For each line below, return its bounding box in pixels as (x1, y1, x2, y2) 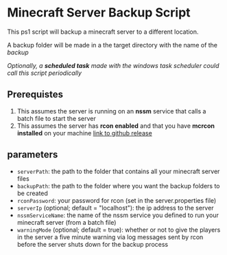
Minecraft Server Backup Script (7, 5, 191, 21)
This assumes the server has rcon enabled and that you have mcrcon (16, 122, 215, 130)
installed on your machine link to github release (16, 129, 152, 137)
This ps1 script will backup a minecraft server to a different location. (7, 27, 199, 36)
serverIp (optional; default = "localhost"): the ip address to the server (16, 203, 214, 212)
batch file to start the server (16, 114, 96, 122)
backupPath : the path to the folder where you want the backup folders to (16, 181, 220, 190)
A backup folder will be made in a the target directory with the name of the (7, 41, 218, 49)
